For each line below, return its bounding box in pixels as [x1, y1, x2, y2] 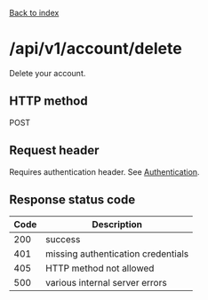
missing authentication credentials [45, 248, 189, 260]
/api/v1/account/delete [9, 39, 182, 59]
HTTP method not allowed [45, 262, 155, 274]
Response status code [9, 192, 136, 207]
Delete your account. [9, 67, 86, 78]
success [45, 233, 81, 246]
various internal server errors [45, 277, 167, 289]
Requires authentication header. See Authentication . [9, 166, 200, 177]
